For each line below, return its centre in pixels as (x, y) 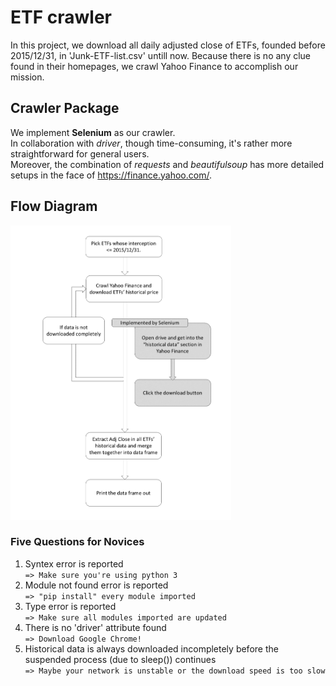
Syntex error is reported (74, 563)
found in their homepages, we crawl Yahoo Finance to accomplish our (154, 66)
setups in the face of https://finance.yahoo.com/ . (111, 175)
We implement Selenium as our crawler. (93, 132)
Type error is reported (70, 606)
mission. (27, 77)
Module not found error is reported (96, 585)
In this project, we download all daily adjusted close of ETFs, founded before (168, 45)
